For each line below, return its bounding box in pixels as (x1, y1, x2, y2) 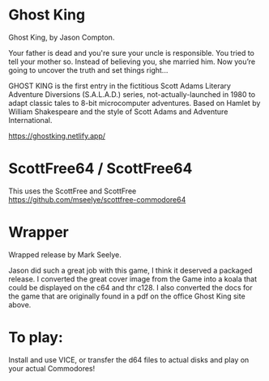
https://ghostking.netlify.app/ (8, 131, 106, 141)
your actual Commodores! (8, 363, 96, 373)
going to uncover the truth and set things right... (8, 65, 169, 74)
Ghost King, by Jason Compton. (8, 32, 115, 42)
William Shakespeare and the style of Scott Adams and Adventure (8, 107, 228, 116)
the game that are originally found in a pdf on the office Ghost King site (8, 291, 246, 301)
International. (8, 115, 53, 125)
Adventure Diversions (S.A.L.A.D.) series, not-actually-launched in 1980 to (8, 89, 256, 99)
